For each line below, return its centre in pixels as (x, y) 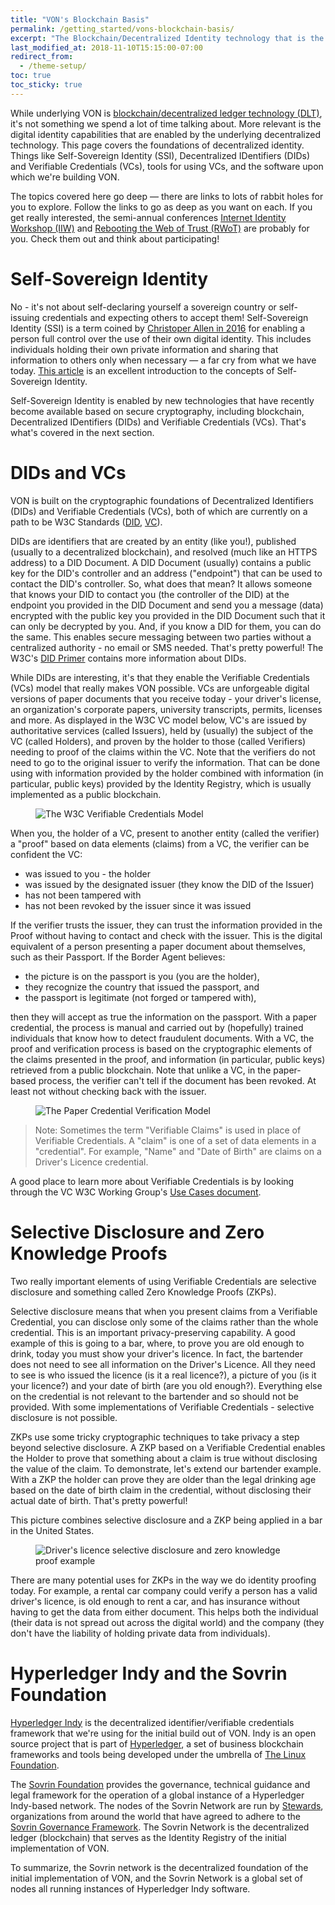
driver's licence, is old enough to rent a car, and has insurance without (155, 1601)
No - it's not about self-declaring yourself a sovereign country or (143, 307)
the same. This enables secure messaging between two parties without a (161, 637)
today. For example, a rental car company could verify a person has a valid (164, 1590)
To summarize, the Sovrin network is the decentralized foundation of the (159, 1867)
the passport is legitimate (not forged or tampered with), (140, 997)
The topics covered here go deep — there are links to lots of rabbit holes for (167, 196)
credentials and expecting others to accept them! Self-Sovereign (175, 317)
